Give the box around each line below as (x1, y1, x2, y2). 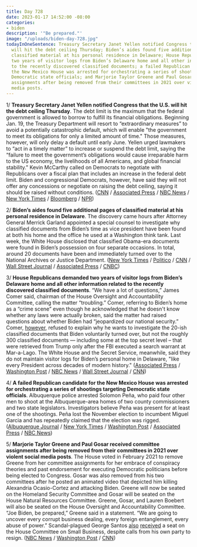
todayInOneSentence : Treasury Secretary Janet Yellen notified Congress (6, 42, 188, 48)
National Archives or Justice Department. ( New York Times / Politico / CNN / (6, 256, 191, 264)
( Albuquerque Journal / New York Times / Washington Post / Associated (6, 423, 181, 430)
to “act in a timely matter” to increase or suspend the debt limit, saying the (6, 145, 186, 152)
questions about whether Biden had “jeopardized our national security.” (6, 318, 179, 325)
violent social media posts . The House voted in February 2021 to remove (6, 453, 184, 460)
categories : (6, 19, 35, 25)
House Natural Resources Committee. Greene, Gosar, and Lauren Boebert (6, 496, 185, 503)
